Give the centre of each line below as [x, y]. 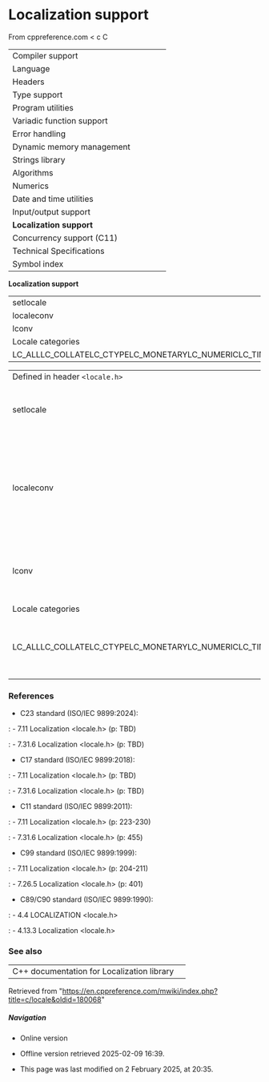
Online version [44, 1038]
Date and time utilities [53, 199]
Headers [28, 82]
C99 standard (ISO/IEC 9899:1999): [78, 853]
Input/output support [51, 211]
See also [25, 951]
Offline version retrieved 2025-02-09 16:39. [92, 1053]
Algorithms [33, 172]
